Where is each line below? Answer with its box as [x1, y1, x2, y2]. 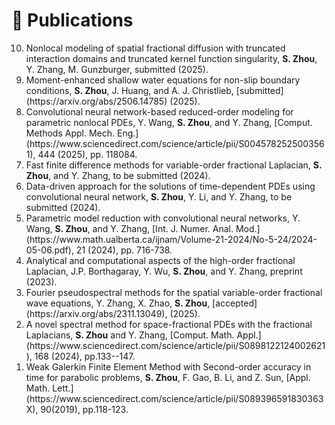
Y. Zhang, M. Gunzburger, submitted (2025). [25, 63, 209, 75]
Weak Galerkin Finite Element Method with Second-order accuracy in [25, 360, 312, 373]
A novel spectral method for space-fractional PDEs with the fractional [25, 318, 313, 330]
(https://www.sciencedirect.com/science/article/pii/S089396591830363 [25, 392, 324, 404]
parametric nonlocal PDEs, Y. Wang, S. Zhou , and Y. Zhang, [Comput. [25, 116, 313, 128]
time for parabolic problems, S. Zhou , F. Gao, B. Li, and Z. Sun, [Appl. [25, 371, 311, 383]
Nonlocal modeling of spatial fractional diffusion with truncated [25, 42, 286, 54]
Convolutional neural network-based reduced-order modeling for [25, 105, 294, 118]
